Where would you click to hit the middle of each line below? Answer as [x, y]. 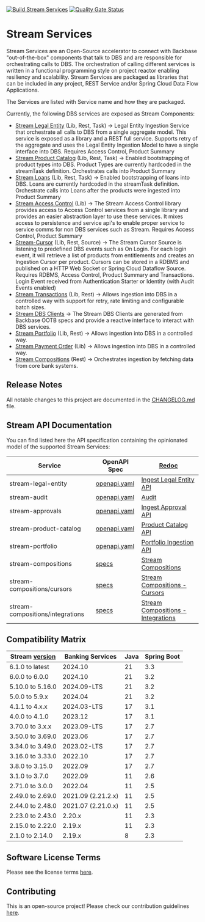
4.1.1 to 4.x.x [28, 707]
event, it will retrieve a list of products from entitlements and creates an [105, 255]
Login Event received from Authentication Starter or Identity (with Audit [104, 281]
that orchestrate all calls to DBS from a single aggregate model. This [101, 132]
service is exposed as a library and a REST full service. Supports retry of [106, 138]
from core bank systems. [46, 365]
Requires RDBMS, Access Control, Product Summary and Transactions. [105, 274]
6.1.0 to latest [29, 667]
